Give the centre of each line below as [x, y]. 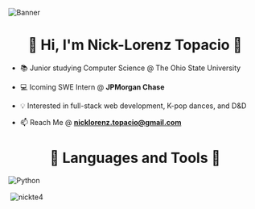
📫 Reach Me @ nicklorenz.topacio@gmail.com [101, 122]
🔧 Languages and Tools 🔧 [135, 158]
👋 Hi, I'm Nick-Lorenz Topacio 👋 [135, 45]
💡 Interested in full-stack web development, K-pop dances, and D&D [133, 106]
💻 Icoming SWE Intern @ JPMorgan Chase [92, 87]
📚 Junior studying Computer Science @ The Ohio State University [130, 68]
